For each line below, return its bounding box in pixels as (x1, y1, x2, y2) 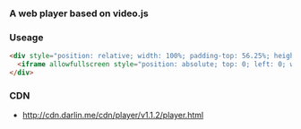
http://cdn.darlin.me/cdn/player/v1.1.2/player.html (21, 110, 204, 121)
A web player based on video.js (9, 7, 150, 20)
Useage (9, 30, 44, 43)
